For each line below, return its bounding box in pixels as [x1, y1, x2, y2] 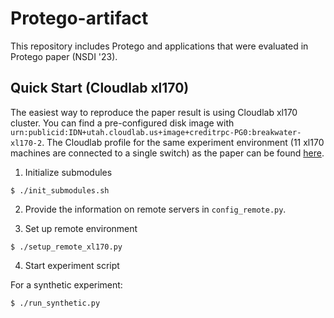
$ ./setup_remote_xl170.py [10, 242, 123, 252]
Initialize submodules [24, 166, 113, 178]
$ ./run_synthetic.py [10, 298, 101, 308]
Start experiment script [24, 259, 120, 271]
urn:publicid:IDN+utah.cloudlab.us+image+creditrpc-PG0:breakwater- [10, 127, 302, 137]
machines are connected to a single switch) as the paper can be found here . [10, 147, 325, 159]
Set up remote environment [24, 222, 138, 234]
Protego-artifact [10, 7, 149, 30]
